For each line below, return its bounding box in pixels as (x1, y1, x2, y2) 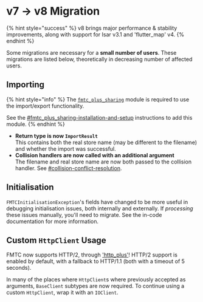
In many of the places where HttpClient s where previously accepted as (6, 276, 186, 283)
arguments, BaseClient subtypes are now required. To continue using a (6, 283, 185, 290)
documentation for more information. (6, 218, 99, 225)
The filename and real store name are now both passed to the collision (15, 158, 192, 165)
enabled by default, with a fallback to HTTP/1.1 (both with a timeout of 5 (6, 258, 185, 265)
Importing (6, 80, 44, 90)
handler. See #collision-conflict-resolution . (15, 164, 122, 171)
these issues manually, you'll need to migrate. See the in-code (6, 211, 162, 218)
